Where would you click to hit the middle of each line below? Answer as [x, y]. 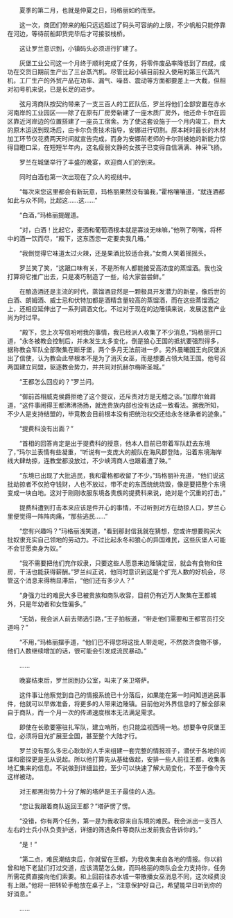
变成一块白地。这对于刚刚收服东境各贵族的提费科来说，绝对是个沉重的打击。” [116, 493]
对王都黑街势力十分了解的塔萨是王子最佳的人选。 [89, 791]
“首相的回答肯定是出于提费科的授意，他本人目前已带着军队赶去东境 [115, 443]
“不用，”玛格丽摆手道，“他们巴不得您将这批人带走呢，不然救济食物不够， [122, 642]
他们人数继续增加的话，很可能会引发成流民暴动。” [77, 651]
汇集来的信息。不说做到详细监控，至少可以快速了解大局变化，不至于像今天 [119, 768]
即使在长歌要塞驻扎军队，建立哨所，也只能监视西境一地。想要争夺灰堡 [119, 727]
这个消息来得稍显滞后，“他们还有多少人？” [74, 581]
